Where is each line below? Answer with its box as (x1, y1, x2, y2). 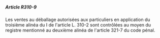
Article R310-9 (5, 4, 37, 10)
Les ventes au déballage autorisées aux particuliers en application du (5, 16, 151, 22)
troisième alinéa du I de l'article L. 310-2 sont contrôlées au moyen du (5, 21, 151, 27)
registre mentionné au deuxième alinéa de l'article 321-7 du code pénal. (5, 27, 155, 33)
